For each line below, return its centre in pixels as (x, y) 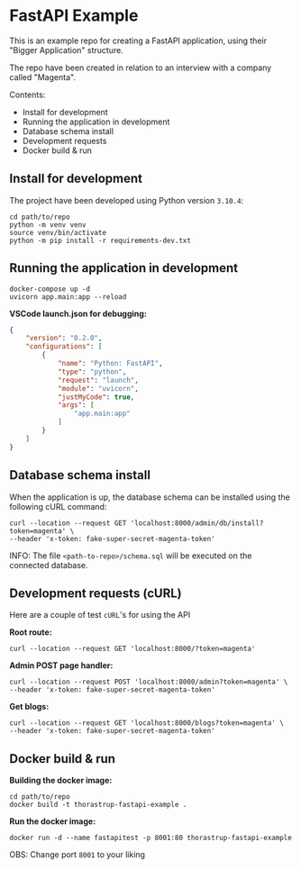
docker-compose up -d (50, 289)
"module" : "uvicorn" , (98, 388)
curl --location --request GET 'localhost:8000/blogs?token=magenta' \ (146, 723)
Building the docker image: (61, 781)
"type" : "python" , (92, 371)
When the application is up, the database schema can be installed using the (150, 497)
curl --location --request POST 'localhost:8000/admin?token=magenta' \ (149, 682)
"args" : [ (76, 405)
